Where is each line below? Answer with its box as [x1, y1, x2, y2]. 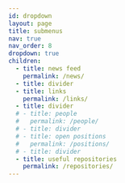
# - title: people [15, 110, 78, 118]
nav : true [8, 34, 42, 43]
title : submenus [8, 27, 63, 35]
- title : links [15, 87, 67, 96]
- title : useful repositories [15, 155, 117, 163]
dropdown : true [8, 49, 60, 57]
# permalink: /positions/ [15, 139, 110, 148]
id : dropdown [8, 11, 52, 20]
